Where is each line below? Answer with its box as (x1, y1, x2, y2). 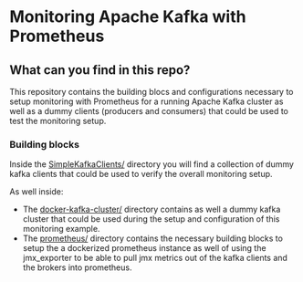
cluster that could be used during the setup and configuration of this (22, 214, 280, 225)
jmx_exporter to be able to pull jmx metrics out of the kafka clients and (22, 253, 287, 264)
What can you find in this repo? (9, 62, 191, 78)
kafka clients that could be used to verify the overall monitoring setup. (9, 169, 273, 180)
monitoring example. (22, 224, 100, 235)
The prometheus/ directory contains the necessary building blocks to (22, 233, 283, 244)
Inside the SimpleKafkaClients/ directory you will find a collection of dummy (9, 159, 295, 170)
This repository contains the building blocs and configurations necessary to (9, 87, 294, 97)
